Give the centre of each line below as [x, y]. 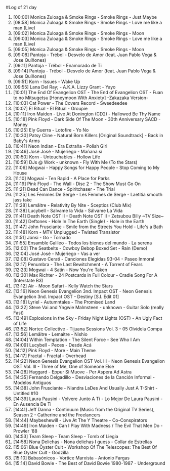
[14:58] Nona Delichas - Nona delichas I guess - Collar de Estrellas [82, 442]
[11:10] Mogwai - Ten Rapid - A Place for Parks [61, 178]
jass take [22, 200]
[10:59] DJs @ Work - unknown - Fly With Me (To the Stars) [75, 162]
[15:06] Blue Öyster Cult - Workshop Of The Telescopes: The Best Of [85, 447]
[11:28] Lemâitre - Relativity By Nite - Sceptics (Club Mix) [72, 205]
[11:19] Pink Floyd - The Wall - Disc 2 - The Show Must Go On [77, 184]
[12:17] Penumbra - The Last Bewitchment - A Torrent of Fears [78, 264]
